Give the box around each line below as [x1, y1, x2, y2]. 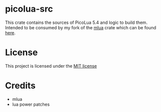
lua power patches [12, 101, 50, 107]
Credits [5, 80, 36, 91]
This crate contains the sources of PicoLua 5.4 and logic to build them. [5, 19, 148, 25]
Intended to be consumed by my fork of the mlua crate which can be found [5, 24, 157, 30]
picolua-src [5, 3, 53, 15]
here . [5, 30, 16, 36]
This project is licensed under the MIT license [5, 63, 97, 69]
